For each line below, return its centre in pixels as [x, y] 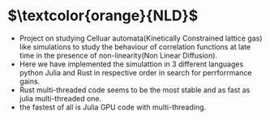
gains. [30, 81]
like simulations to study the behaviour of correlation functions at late [135, 46]
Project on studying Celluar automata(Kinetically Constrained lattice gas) [141, 38]
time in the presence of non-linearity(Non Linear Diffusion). [118, 55]
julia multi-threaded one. [60, 98]
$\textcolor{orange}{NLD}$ [103, 16]
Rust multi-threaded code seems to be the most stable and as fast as [135, 90]
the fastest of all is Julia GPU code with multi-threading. [113, 107]
